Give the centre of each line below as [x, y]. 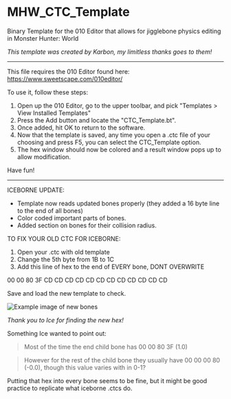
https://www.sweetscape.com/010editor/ [65, 79]
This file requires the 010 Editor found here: [68, 71]
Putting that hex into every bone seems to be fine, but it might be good [107, 380]
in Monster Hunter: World [43, 38]
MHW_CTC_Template [69, 12]
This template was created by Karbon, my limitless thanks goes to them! [110, 52]
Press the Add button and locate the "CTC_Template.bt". [97, 120]
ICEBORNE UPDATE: [36, 190]
